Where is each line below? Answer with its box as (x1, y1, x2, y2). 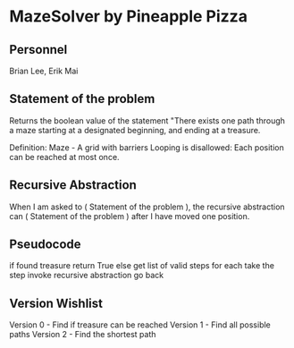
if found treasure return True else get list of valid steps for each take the (9, 260, 275, 271)
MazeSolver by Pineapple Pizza (9, 6, 248, 27)
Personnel (9, 42, 68, 57)
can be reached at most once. (9, 151, 120, 162)
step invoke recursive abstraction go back (9, 270, 164, 281)
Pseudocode (9, 237, 82, 252)
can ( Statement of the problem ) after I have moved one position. (9, 210, 250, 221)
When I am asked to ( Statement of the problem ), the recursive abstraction (9, 201, 285, 212)
